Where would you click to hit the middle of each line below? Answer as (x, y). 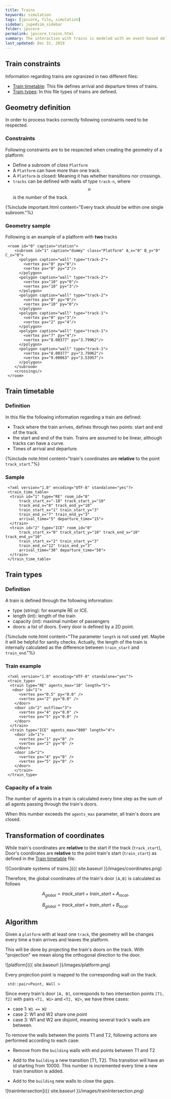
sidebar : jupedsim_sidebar (34, 24)
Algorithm (22, 922)
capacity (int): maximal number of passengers (61, 621)
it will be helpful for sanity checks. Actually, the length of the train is (76, 642)
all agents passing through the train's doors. (52, 804)
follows (13, 884)
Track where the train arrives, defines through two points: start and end (88, 427)
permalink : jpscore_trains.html (39, 34)
